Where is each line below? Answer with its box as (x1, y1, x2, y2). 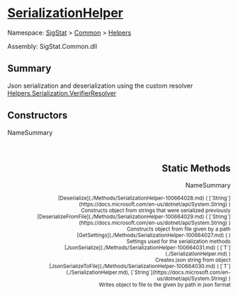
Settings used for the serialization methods (126, 238, 231, 245)
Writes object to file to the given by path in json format (98, 282, 231, 289)
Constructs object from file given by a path (126, 226, 231, 233)
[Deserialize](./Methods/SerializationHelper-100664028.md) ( (57, 195, 208, 202)
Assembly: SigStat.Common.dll (7, 42, 98, 50)
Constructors (7, 110, 68, 122)
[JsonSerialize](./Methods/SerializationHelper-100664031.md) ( (64, 244, 220, 252)
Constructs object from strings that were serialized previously (80, 207, 231, 214)
